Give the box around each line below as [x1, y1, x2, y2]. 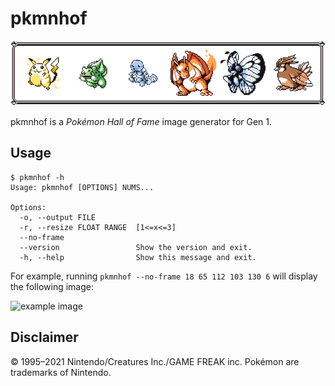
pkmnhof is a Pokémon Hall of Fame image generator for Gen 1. [10, 115, 273, 127]
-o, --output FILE [19, 212, 97, 222]
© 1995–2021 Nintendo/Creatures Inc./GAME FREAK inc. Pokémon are [10, 355, 300, 367]
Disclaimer [10, 329, 79, 346]
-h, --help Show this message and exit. [19, 252, 257, 262]
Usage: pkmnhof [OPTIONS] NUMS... [10, 182, 155, 192]
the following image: [10, 280, 94, 292]
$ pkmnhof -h [10, 172, 65, 182]
